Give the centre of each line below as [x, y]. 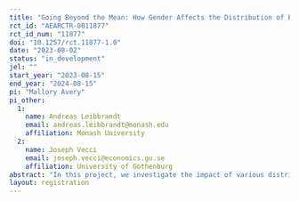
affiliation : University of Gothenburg [99, 166]
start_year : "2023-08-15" [57, 76]
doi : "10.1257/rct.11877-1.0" [65, 42]
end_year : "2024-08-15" [53, 84]
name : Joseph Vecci [61, 149]
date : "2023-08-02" [45, 51]
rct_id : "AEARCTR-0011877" [59, 26]
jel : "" [24, 68]
